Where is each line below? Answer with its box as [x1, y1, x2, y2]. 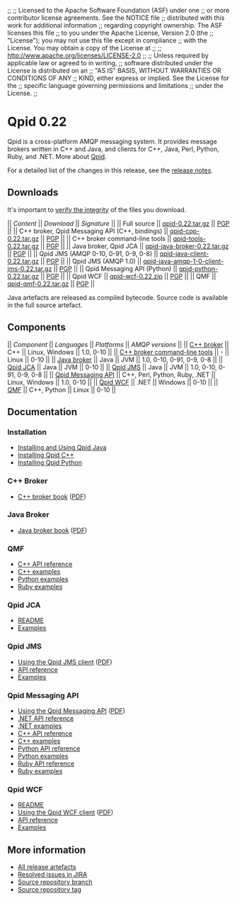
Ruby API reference [17, 759, 75, 768]
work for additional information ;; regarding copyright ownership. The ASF [7, 21, 223, 29]
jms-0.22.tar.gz [7, 264, 52, 272]
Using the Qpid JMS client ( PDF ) [17, 658, 112, 666]
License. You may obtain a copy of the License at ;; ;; [7, 44, 162, 52]
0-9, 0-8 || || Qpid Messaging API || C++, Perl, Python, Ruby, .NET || [17, 370, 216, 379]
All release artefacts [17, 863, 76, 871]
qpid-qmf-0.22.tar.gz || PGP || [7, 280, 96, 288]
